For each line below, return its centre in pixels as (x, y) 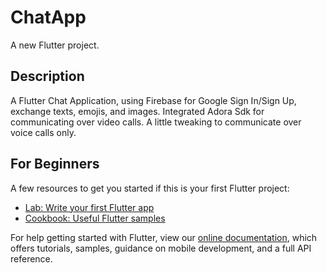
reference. (31, 258)
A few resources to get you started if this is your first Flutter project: (150, 188)
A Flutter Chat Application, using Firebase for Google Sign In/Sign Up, (153, 100)
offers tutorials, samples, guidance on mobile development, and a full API (161, 248)
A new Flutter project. (55, 45)
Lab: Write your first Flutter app (89, 207)
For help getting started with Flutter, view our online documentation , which (164, 237)
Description (47, 76)
